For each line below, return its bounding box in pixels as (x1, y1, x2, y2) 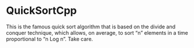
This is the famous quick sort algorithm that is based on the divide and (6, 23, 176, 30)
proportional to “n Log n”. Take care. (6, 35, 93, 42)
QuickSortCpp (6, 4, 77, 17)
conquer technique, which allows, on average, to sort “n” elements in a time (6, 29, 189, 36)
